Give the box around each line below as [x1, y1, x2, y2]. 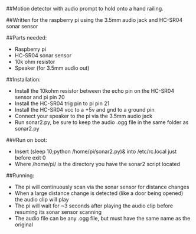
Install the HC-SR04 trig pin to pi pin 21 [14, 100, 110, 107]
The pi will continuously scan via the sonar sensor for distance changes [14, 183, 190, 190]
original [14, 221, 34, 228]
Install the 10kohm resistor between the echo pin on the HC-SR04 [14, 87, 175, 94]
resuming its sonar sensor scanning [14, 209, 102, 215]
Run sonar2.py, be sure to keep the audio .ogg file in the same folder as [14, 119, 189, 126]
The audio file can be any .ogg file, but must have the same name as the [14, 215, 191, 222]
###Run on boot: [6, 136, 47, 144]
